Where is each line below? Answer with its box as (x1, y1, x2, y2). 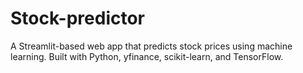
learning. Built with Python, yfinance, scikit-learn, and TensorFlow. (10, 50, 284, 62)
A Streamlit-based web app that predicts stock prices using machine (10, 40, 293, 52)
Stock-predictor (10, 7, 146, 30)
